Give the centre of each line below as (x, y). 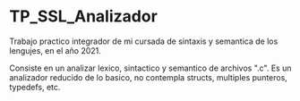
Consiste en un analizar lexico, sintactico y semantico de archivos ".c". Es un (150, 68)
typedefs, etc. (35, 87)
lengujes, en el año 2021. (55, 50)
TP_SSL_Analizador (84, 17)
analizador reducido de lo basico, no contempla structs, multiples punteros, (149, 77)
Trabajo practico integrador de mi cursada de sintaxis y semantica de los (144, 41)
